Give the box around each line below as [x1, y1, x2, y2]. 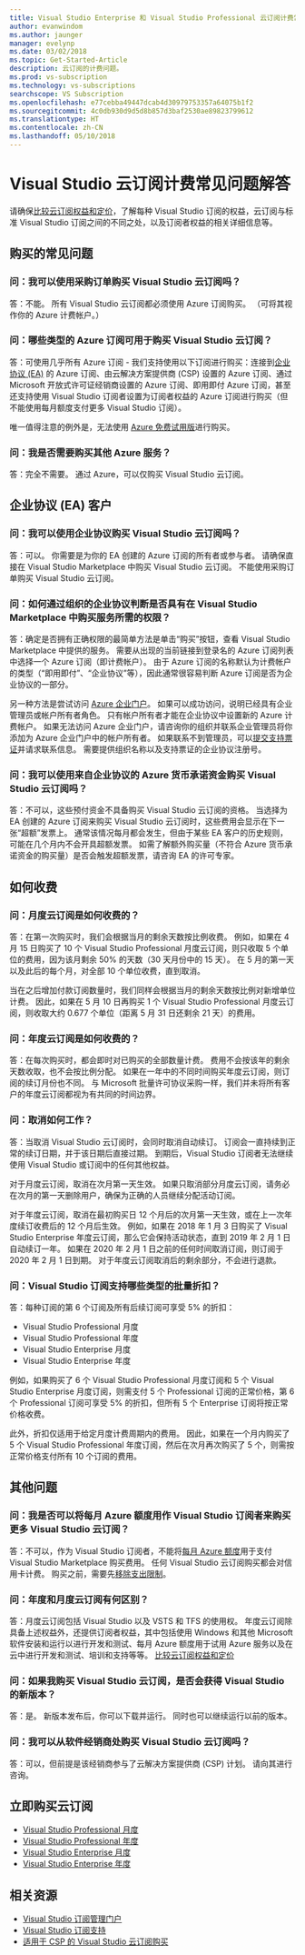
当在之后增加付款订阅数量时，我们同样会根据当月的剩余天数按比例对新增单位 [9, 985, 296, 996]
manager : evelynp [9, 38, 75, 48]
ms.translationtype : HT [9, 115, 100, 124]
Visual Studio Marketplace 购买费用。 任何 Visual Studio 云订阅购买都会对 [9, 1557, 284, 1568]
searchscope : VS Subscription [9, 89, 124, 98]
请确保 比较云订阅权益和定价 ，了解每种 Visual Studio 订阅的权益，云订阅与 [9, 206, 286, 216]
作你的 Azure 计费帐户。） [9, 309, 104, 320]
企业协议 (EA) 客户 [9, 497, 113, 514]
